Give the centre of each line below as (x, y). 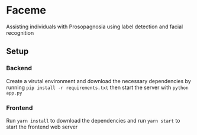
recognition (20, 32)
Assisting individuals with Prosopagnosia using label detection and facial (95, 27)
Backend (19, 68)
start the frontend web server (42, 127)
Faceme (26, 10)
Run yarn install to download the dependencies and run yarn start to (93, 120)
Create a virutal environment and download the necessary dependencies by (98, 81)
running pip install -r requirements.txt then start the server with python (97, 87)
